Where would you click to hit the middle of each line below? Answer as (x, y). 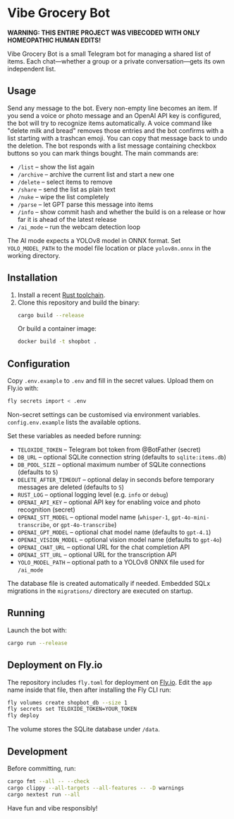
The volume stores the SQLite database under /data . (84, 729)
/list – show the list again (56, 167)
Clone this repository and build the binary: (79, 302)
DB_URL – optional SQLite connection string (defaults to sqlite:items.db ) (122, 457)
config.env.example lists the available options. (74, 422)
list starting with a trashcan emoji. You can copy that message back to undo (117, 138)
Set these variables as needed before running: (75, 436)
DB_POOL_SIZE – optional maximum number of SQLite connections (112, 465)
